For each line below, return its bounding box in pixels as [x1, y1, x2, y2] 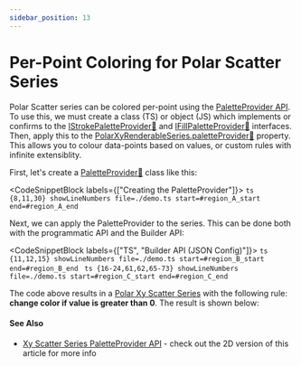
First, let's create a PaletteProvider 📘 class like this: [9, 166, 197, 177]
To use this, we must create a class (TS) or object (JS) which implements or [9, 110, 292, 122]
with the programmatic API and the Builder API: [9, 227, 185, 238]
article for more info [22, 347, 97, 358]
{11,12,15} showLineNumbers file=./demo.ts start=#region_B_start [9, 254, 265, 263]
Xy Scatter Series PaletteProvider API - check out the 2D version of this [22, 338, 289, 349]
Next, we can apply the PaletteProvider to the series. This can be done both [9, 218, 292, 229]
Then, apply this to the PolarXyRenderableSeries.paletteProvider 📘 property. [9, 130, 291, 141]
